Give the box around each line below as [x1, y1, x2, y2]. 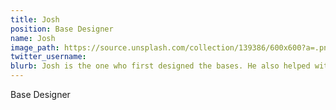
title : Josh [10, 14, 60, 25]
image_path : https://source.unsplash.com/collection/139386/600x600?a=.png [10, 42, 333, 53]
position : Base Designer [10, 24, 114, 34]
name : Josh [10, 33, 56, 43]
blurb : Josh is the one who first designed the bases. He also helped [10, 61, 311, 71]
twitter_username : [10, 52, 87, 62]
